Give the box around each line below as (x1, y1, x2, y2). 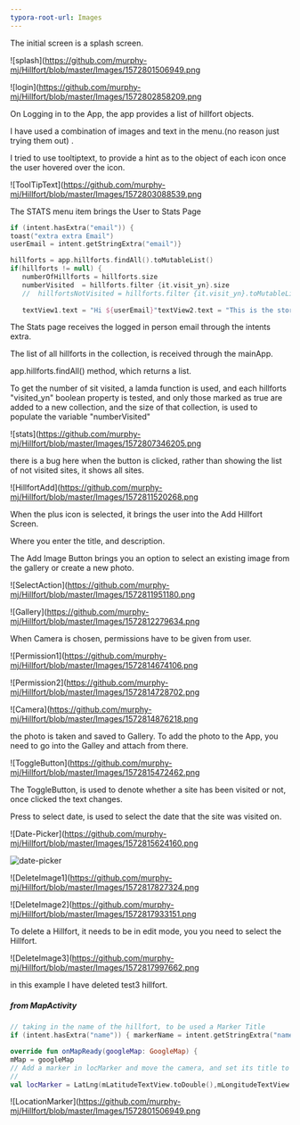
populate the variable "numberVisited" (10, 411, 150, 422)
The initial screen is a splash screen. (10, 37, 143, 48)
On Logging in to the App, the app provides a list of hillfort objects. (10, 108, 255, 119)
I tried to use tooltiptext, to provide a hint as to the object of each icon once (10, 153, 287, 163)
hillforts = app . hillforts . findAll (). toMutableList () (10, 256, 215, 265)
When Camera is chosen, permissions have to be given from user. (10, 633, 252, 644)
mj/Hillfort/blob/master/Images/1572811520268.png (10, 492, 199, 502)
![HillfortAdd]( (10, 483, 61, 493)
